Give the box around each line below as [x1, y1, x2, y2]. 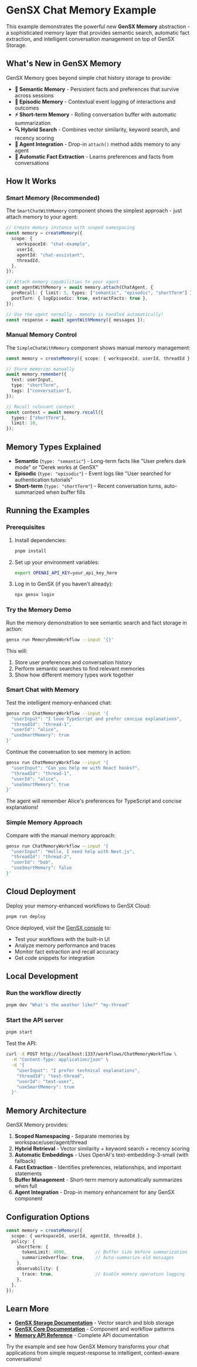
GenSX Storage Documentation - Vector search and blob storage [14, 1319, 174, 1327]
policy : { [11, 1239, 35, 1244]
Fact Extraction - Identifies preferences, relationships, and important [14, 1164, 182, 1171]
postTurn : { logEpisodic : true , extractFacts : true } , [11, 295, 148, 301]
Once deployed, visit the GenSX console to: [6, 924, 111, 931]
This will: [6, 647, 28, 654]
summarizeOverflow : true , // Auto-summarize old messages [21, 1255, 175, 1261]
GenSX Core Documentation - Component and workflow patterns [14, 1325, 175, 1332]
